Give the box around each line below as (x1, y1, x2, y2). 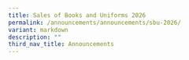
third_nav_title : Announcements (8, 41, 114, 48)
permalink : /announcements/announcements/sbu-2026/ (8, 19, 181, 26)
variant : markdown (8, 26, 69, 34)
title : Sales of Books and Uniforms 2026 (8, 11, 146, 19)
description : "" (8, 33, 61, 41)
